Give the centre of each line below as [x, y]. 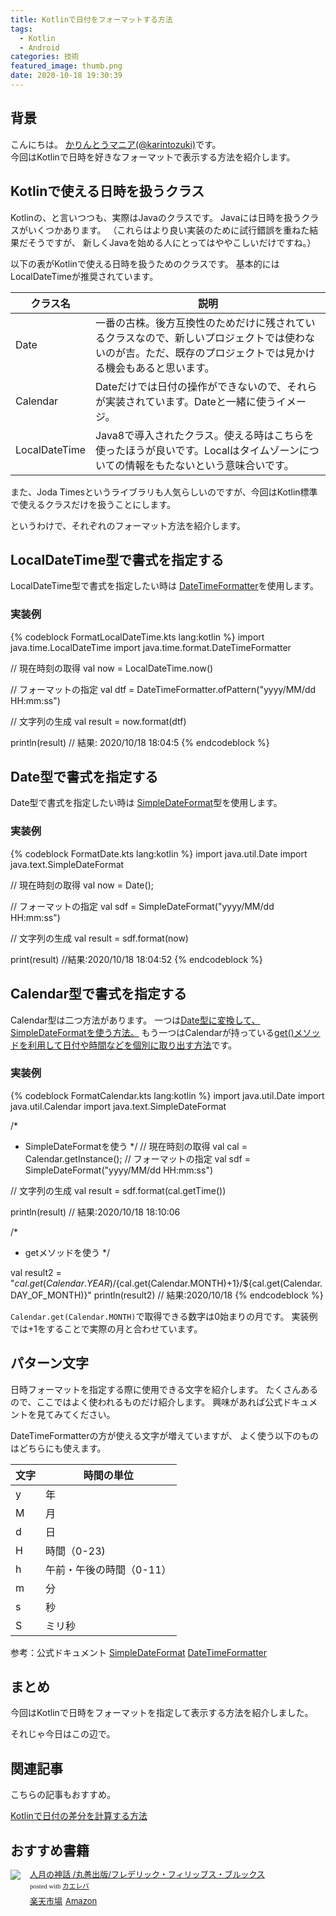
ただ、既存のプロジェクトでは [215, 353]
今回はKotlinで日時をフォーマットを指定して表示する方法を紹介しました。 [162, 1713]
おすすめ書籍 [50, 1850]
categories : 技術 [45, 57]
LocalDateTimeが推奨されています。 [84, 276]
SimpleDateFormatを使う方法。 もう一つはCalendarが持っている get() [152, 1032]
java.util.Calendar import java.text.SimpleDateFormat [118, 1106]
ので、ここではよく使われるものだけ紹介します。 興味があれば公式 [146, 1402]
